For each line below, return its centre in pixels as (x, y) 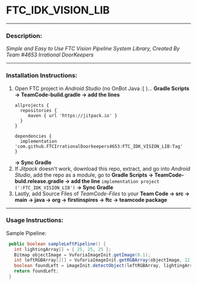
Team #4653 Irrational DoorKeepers (50, 55)
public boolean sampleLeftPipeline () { (57, 244)
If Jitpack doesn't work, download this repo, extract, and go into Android (102, 168)
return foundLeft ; (36, 271)
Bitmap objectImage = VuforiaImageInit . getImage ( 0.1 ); (82, 255)
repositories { (39, 110)
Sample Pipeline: (26, 233)
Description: (24, 36)
